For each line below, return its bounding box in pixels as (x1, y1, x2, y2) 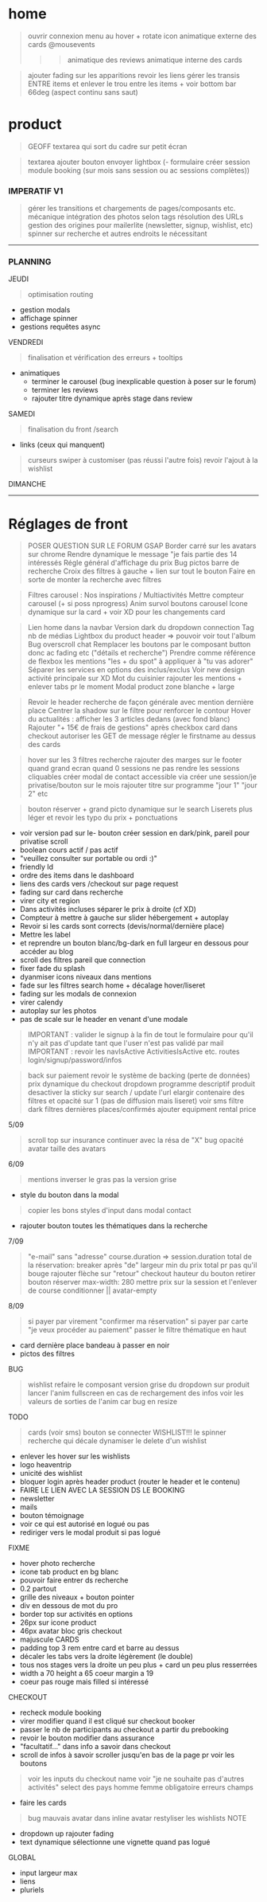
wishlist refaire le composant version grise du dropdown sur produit (27, 1380, 250, 1390)
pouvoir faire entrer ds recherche (19, 1575, 129, 1585)
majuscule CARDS (19, 1634, 79, 1645)
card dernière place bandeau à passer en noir (19, 1340, 170, 1350)
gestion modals (19, 305, 71, 315)
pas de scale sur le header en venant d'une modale (19, 1015, 188, 1024)
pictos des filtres (19, 1349, 75, 1359)
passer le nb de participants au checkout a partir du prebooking (19, 1725, 229, 1735)
